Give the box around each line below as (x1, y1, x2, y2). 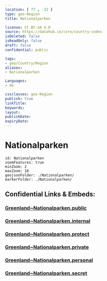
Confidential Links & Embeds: (5, 190, 95, 198)
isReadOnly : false (5, 38, 42, 44)
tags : (5, 56, 16, 61)
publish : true (5, 96, 34, 101)
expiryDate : (5, 119, 29, 124)
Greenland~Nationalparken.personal (5, 257, 93, 264)
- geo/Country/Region (5, 61, 49, 66)
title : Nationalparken (5, 16, 51, 21)
